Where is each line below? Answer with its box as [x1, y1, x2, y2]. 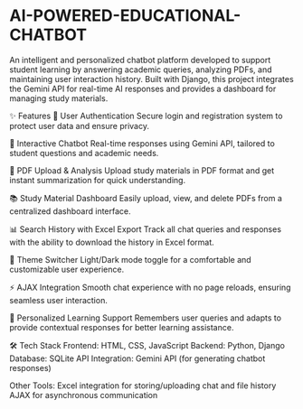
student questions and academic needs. [9, 147, 159, 158]
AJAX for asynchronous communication [9, 389, 158, 400]
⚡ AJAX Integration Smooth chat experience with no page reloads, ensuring [9, 282, 291, 293]
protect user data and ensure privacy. [9, 120, 149, 131]
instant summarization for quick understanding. [9, 174, 186, 185]
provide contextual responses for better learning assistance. [9, 321, 234, 332]
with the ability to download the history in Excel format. [9, 237, 214, 247]
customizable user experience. [9, 264, 125, 274]
